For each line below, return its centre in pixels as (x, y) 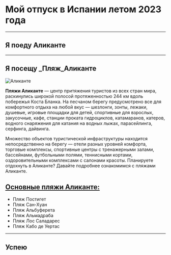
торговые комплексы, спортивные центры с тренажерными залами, (80, 149)
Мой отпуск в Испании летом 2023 (83, 9)
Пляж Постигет (29, 199)
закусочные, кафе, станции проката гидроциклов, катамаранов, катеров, (85, 118)
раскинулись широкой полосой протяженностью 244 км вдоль (74, 96)
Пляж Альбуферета (34, 210)
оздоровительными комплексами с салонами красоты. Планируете (79, 160)
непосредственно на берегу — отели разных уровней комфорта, (76, 144)
